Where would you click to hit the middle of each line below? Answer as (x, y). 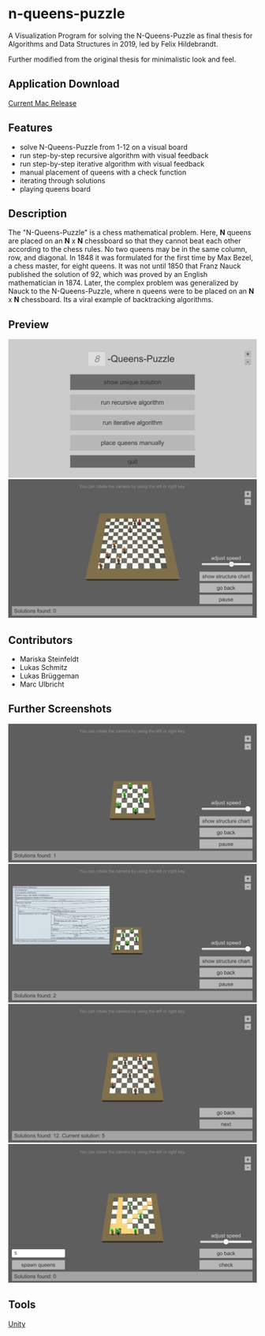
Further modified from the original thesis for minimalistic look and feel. (122, 59)
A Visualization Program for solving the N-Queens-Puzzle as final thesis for (131, 36)
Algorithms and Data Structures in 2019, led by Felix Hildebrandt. (113, 43)
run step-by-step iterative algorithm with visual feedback (112, 163)
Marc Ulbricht (42, 684)
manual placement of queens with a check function (103, 172)
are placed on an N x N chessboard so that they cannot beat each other (125, 241)
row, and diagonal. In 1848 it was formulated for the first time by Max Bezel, (131, 258)
